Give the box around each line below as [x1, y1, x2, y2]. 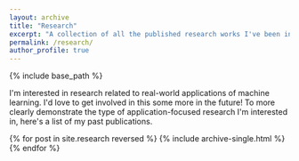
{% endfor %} [9, 143, 61, 154]
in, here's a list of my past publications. [9, 117, 153, 127]
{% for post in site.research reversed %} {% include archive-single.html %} [9, 133, 286, 144]
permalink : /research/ [9, 37, 93, 47]
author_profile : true [9, 46, 90, 55]
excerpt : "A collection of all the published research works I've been [9, 29, 280, 38]
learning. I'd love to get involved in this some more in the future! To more [9, 97, 276, 108]
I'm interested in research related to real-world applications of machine [9, 88, 270, 99]
